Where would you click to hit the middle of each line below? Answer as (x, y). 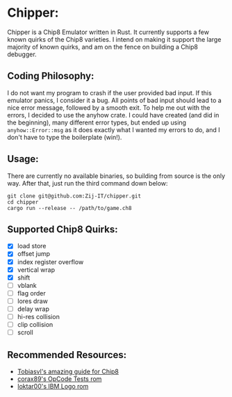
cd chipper (23, 202)
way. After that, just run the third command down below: (88, 183)
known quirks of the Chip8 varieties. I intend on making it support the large (114, 39)
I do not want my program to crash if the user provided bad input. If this (109, 92)
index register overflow (50, 261)
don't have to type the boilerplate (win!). (65, 137)
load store (32, 246)
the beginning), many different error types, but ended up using (97, 122)
